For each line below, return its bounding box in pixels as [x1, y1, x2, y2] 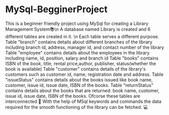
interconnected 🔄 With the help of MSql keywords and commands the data [5, 98, 162, 104]
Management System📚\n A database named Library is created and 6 [5, 26, 151, 32]
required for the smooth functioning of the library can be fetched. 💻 [5, 104, 149, 110]
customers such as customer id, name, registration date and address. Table [5, 71, 164, 77]
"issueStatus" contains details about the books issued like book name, [5, 76, 153, 82]
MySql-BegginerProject [5, 4, 108, 15]
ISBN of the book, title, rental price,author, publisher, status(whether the [5, 60, 156, 67]
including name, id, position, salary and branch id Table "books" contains [5, 55, 159, 61]
